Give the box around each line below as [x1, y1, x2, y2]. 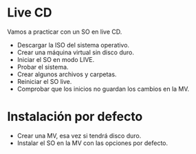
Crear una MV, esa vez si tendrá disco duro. [17, 131, 142, 140]
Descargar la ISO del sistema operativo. [17, 41, 129, 49]
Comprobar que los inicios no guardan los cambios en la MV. [17, 85, 190, 93]
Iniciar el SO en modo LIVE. [17, 55, 95, 63]
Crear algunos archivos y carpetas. [17, 70, 117, 78]
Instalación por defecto [7, 109, 143, 124]
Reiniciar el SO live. [17, 77, 72, 85]
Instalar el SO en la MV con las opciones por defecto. [17, 139, 168, 147]
